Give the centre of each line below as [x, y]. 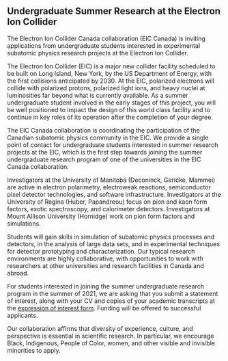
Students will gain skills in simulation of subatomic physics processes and [111, 237]
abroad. [18, 273]
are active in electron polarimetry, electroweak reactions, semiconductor [109, 187]
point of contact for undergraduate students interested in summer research [113, 145]
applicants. [23, 315]
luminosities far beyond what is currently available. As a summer [98, 95]
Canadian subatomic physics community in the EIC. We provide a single [108, 137]
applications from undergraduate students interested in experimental [104, 45]
